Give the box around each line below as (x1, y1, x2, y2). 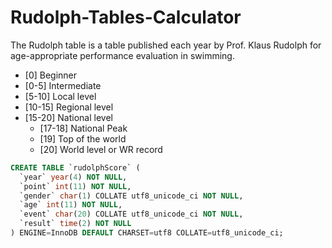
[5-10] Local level (24, 90, 97, 102)
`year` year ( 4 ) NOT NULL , (19, 172, 128, 182)
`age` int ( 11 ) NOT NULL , (19, 200, 123, 210)
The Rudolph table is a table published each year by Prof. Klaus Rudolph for (10, 39, 322, 51)
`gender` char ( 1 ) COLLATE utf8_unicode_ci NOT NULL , (19, 191, 244, 201)
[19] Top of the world (39, 132, 127, 145)
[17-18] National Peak (39, 122, 128, 134)
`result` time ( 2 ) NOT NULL (19, 219, 132, 229)
